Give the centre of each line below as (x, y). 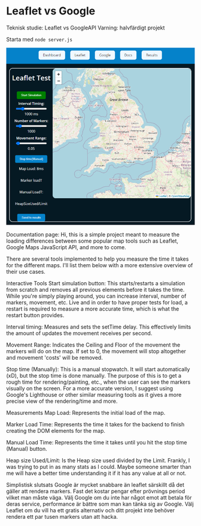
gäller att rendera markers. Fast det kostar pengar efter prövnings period (96, 491)
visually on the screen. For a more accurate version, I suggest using (90, 388)
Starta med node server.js (39, 39)
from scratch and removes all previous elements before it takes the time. (95, 290)
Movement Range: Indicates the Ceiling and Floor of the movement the (93, 345)
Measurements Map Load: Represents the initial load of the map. (86, 413)
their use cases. (26, 272)
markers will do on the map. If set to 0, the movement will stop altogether (96, 351)
